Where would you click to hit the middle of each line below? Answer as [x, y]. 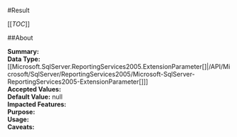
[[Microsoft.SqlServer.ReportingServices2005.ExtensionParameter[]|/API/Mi [119, 66]
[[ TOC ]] [19, 24]
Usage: [19, 119]
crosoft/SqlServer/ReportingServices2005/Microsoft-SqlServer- [101, 74]
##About [20, 38]
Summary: [23, 51]
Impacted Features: [37, 104]
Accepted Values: [35, 89]
